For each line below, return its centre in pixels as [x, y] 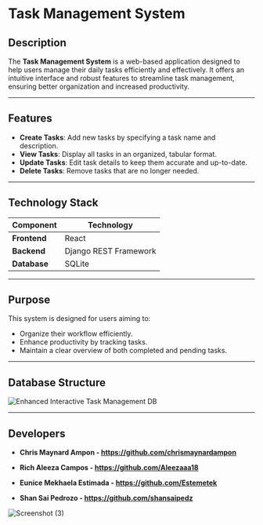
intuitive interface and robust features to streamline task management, [121, 78]
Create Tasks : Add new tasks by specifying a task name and [117, 137]
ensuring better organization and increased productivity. [99, 86]
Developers [37, 434]
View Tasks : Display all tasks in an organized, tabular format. [118, 154]
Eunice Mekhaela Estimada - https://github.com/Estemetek [118, 483]
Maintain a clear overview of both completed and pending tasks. [123, 351]
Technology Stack [53, 203]
